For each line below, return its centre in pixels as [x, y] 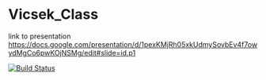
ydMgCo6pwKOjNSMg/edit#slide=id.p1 [72, 53]
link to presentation [40, 36]
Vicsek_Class [53, 15]
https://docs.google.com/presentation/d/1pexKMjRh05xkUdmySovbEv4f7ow [133, 44]
